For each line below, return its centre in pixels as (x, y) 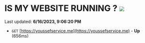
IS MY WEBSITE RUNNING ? (61, 8)
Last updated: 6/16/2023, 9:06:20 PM (43, 21)
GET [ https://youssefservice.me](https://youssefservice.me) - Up (76, 31)
